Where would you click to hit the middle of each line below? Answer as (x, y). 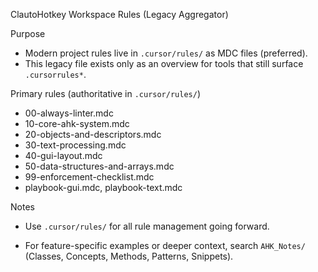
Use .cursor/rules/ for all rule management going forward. (147, 226)
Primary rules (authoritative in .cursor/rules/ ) (106, 93)
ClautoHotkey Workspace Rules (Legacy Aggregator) (119, 14)
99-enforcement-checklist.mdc (89, 177)
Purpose (28, 33)
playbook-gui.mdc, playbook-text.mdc (103, 187)
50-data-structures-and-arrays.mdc (99, 166)
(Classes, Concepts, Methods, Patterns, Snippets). (129, 256)
